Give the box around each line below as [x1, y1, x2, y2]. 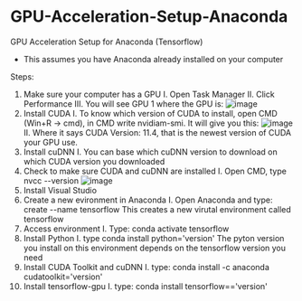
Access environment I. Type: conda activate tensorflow [23, 223, 230, 234]
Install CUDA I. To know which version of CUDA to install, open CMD [23, 108, 278, 118]
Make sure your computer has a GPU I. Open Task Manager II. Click [23, 89, 275, 99]
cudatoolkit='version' [23, 271, 103, 282]
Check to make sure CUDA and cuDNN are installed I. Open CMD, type [23, 165, 288, 176]
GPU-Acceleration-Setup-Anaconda [10, 6, 288, 27]
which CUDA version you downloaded [23, 155, 165, 166]
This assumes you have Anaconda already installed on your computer [23, 53, 284, 64]
